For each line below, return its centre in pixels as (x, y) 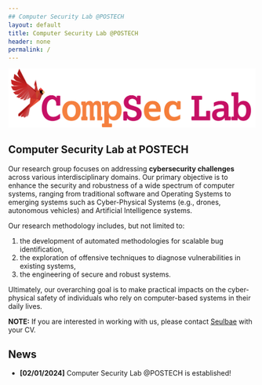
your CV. (22, 329)
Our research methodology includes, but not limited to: (96, 225)
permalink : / (29, 50)
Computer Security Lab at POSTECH (98, 150)
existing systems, (47, 266)
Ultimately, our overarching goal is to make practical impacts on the (117, 289)
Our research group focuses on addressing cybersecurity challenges (122, 168)
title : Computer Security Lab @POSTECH (73, 33)
